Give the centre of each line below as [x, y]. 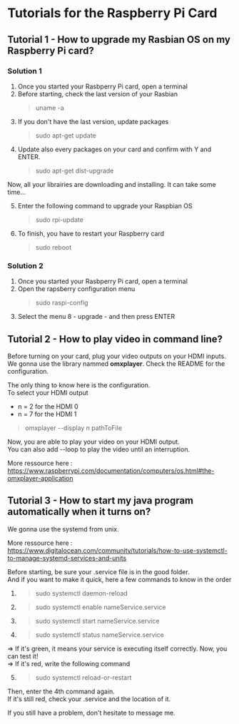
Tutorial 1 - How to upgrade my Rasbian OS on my [119, 40]
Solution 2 [26, 265]
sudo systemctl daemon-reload [82, 593]
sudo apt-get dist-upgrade [75, 170]
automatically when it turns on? [79, 512]
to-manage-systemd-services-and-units [67, 558]
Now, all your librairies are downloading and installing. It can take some [112, 184]
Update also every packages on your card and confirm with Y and [115, 149]
